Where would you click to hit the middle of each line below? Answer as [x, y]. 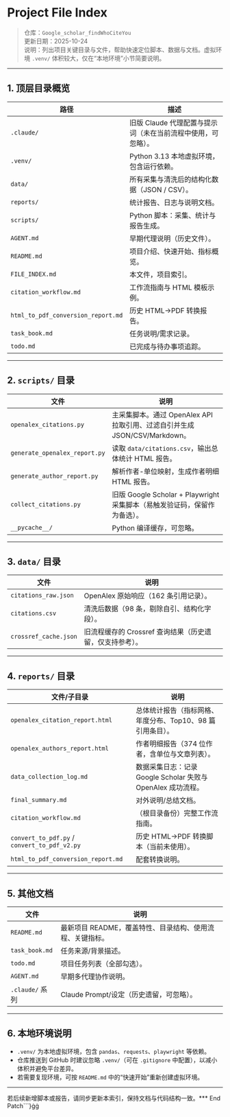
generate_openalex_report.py [58, 453]
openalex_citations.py [47, 424]
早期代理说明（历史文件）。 [172, 238]
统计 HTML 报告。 [148, 458]
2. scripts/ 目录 [41, 380]
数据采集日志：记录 [167, 767]
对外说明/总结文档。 [168, 801]
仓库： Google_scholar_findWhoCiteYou [77, 32]
